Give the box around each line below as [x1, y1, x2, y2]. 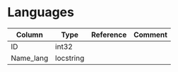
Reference [90, 30, 127, 40]
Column [16, 30, 44, 40]
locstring [55, 53, 85, 63]
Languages [7, 4, 74, 20]
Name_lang [11, 53, 49, 63]
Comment [133, 30, 168, 40]
